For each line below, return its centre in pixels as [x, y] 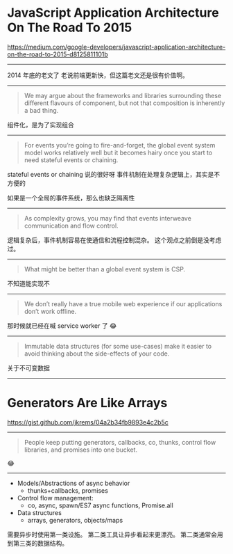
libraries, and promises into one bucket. [80, 450]
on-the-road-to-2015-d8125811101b [58, 54]
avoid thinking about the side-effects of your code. [97, 354]
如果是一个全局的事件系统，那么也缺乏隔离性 [71, 198]
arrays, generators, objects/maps [75, 520]
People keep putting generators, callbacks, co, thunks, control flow [120, 442]
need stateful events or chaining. [71, 160]
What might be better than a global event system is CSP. [105, 269]
